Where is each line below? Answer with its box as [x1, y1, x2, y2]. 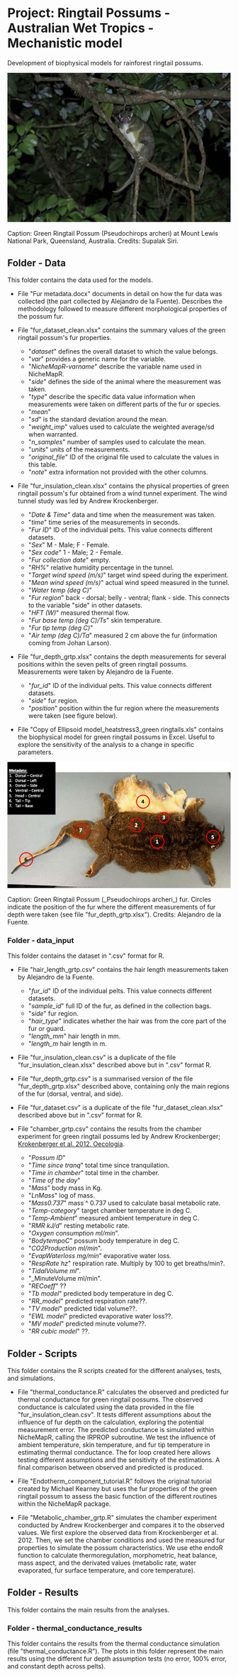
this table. [28, 460, 57, 469]
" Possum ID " [28, 1154, 66, 1162]
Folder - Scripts [7, 1348, 78, 1360]
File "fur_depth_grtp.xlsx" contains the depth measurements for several [17, 652, 227, 661]
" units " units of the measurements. [28, 445, 130, 454]
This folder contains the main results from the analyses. [7, 1605, 170, 1614]
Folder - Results [7, 1587, 79, 1599]
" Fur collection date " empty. [28, 556, 111, 564]
